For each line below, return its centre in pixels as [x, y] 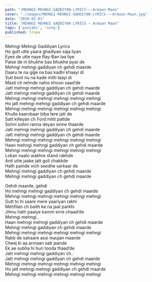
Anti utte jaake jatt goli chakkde [37, 161]
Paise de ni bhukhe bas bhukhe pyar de [45, 62]
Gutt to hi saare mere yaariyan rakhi [41, 201]
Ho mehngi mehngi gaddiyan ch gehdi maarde [52, 191]
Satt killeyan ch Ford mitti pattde [37, 119]
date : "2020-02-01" [25, 19]
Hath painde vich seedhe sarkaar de [42, 166]
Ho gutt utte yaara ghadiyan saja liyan [43, 51]
